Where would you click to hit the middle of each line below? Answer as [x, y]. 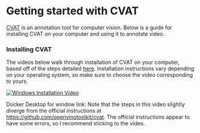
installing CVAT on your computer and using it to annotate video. [85, 33]
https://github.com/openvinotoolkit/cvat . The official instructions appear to [98, 117]
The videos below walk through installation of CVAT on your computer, [93, 62]
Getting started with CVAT [73, 11]
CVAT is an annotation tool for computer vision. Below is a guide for [89, 27]
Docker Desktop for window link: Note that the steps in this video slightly [96, 104]
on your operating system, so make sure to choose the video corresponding [99, 75]
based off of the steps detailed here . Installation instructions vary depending [100, 69]
